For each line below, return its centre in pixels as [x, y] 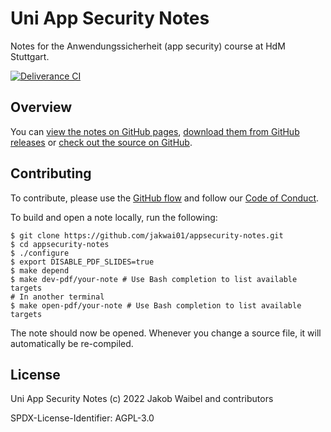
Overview [41, 107]
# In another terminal [57, 297]
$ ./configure [40, 253]
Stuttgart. [30, 56]
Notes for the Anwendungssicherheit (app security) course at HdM [148, 46]
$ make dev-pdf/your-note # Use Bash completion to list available [154, 279]
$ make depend [40, 270]
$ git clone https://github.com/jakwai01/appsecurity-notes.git [147, 235]
